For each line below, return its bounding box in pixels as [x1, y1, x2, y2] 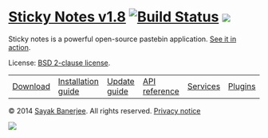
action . [8, 42, 31, 52]
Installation [57, 75, 100, 86]
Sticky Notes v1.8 [8, 8, 126, 26]
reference [142, 86, 179, 97]
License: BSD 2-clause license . [8, 58, 111, 67]
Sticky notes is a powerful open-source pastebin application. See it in [8, 34, 237, 44]
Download [12, 80, 50, 91]
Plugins [227, 80, 256, 91]
